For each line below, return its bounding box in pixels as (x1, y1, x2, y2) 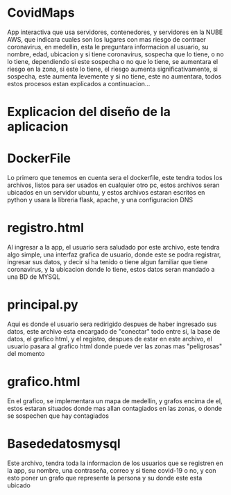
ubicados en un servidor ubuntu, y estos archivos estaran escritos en (7, 188, 205, 197)
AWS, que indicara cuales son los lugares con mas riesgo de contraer (7, 35, 206, 43)
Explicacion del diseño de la (7, 104, 171, 120)
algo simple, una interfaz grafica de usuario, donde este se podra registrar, (7, 250, 221, 259)
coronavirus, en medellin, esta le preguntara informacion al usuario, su (7, 42, 209, 51)
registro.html (7, 220, 85, 236)
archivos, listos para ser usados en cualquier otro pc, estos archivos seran (7, 181, 220, 189)
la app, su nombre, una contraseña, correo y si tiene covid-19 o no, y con (7, 466, 216, 474)
